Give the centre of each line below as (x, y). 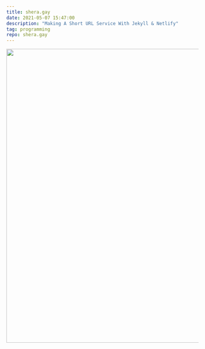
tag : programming (28, 29)
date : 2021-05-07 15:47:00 (41, 18)
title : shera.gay (28, 12)
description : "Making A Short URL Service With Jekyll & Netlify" (92, 23)
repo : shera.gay (27, 35)
